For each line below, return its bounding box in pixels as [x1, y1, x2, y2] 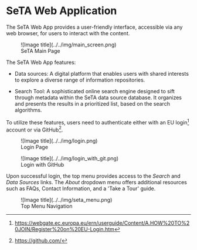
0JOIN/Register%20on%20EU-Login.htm [14, 226, 114, 233]
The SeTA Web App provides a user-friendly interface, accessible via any [6, 23, 183, 31]
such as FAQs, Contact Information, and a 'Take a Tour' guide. [6, 185, 156, 192]
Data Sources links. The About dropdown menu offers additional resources [6, 179, 188, 186]
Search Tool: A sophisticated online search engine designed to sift [14, 87, 175, 94]
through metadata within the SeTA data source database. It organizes [14, 94, 182, 101]
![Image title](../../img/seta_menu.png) [21, 197, 113, 204]
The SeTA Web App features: [6, 59, 76, 66]
